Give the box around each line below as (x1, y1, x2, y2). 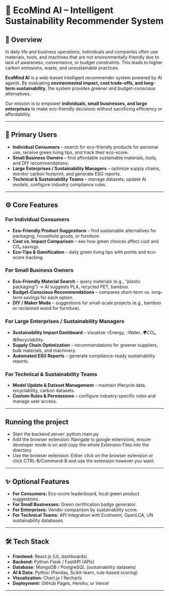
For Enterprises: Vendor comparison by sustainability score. (12, 507, 138, 513)
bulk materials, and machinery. (12, 348, 76, 354)
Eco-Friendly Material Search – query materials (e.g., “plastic (12, 278, 141, 284)
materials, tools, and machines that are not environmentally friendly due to (5, 54, 159, 60)
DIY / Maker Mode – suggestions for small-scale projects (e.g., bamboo (12, 300, 161, 306)
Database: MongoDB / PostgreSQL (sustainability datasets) (12, 564, 136, 570)
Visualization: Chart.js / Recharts (12, 575, 82, 581)
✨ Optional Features (5, 477, 69, 486)
